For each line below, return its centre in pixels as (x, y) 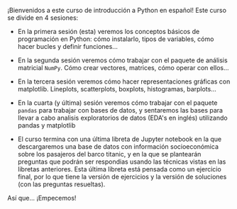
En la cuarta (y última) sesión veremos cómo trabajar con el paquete (117, 103)
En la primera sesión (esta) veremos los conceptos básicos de (109, 32)
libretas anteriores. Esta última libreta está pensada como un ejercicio (119, 169)
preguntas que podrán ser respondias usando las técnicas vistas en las (122, 162)
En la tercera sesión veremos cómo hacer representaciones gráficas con (124, 81)
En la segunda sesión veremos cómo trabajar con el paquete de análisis (123, 60)
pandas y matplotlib (46, 125)
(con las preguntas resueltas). (61, 184)
